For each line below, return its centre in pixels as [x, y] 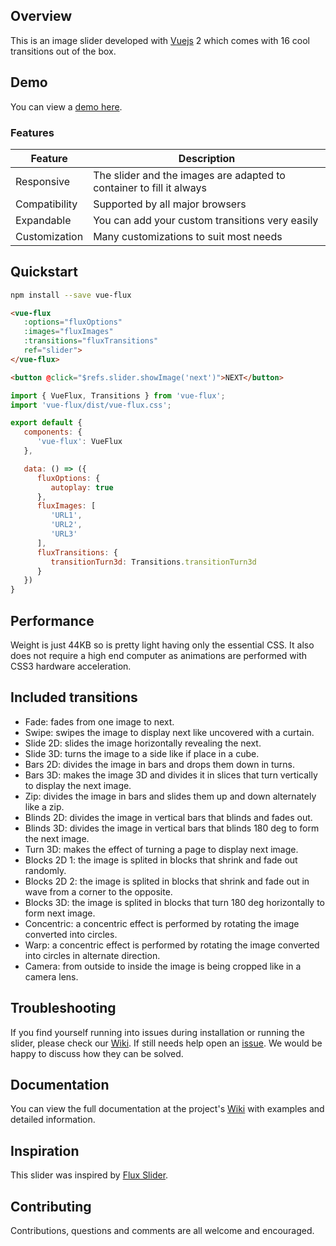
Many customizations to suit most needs [188, 236]
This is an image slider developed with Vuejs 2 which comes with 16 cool [160, 40]
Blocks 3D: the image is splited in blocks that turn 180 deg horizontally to [175, 902]
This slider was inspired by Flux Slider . [89, 1175]
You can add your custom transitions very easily [206, 220]
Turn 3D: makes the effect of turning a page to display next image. [161, 849]
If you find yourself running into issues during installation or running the [157, 1032]
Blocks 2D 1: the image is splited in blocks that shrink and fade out [161, 860]
